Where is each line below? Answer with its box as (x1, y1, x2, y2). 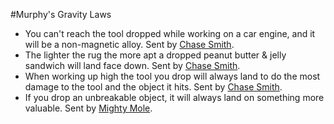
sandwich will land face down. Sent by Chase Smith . (24, 60, 241, 71)
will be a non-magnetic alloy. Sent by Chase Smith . (24, 39, 235, 50)
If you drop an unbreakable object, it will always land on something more (24, 92, 325, 103)
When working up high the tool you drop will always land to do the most (24, 70, 321, 82)
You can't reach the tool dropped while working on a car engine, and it (24, 28, 316, 39)
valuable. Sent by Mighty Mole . (24, 102, 153, 114)
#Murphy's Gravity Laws (10, 9, 112, 20)
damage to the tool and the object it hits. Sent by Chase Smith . (24, 81, 283, 93)
